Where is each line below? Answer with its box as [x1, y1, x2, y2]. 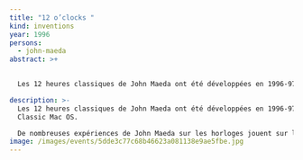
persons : [9, 38, 42, 48]
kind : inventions [9, 22, 75, 31]
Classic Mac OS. [17, 112, 78, 121]
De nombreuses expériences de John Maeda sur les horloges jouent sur [17, 129, 289, 138]
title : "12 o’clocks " [9, 13, 95, 22]
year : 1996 [9, 30, 50, 39]
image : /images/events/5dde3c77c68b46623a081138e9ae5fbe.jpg [9, 137, 244, 147]
